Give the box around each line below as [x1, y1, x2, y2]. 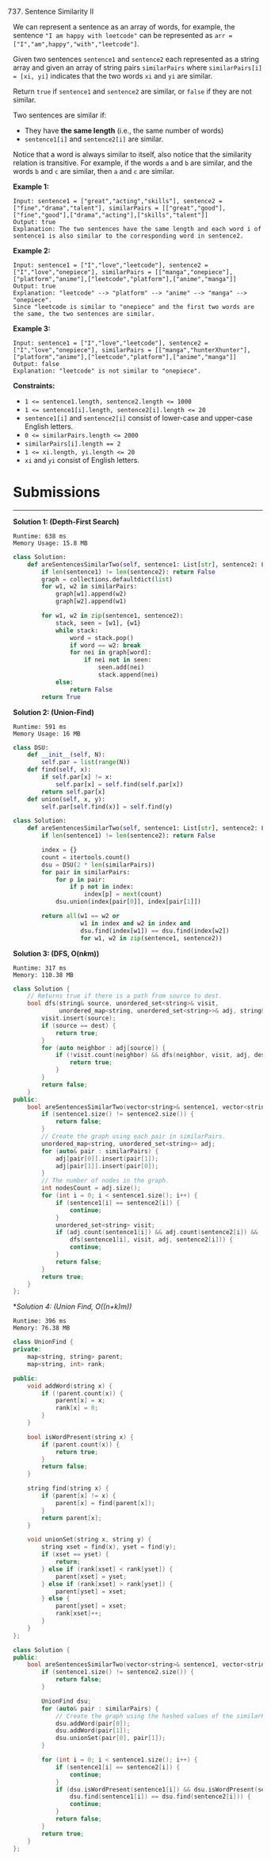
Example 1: [13, 182, 50, 191]
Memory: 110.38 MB [13, 971, 74, 979]
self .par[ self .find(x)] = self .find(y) [41, 802, 174, 811]
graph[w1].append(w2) [55, 590, 128, 598]
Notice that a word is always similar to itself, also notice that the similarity [13, 150, 252, 159]
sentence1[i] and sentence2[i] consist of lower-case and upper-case [24, 413, 253, 423]
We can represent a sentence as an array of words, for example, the [13, 22, 235, 31]
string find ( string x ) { [27, 1484, 109, 1492]
